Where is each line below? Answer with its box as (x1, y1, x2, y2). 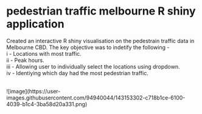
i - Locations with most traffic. (6, 50, 82, 57)
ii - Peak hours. (6, 56, 44, 64)
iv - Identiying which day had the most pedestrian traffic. (6, 69, 149, 76)
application (6, 17, 65, 31)
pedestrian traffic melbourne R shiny (6, 4, 196, 18)
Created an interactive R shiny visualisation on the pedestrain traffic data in (6, 37, 195, 44)
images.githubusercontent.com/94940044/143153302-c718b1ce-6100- (6, 94, 186, 101)
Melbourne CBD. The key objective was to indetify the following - (6, 44, 170, 51)
